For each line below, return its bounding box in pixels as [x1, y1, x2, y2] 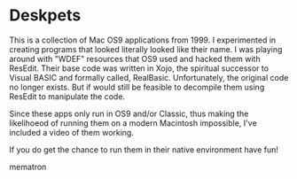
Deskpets [9, 5, 82, 26]
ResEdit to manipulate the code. [9, 90, 126, 102]
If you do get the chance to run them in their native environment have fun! [9, 144, 279, 155]
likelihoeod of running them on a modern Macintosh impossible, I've [9, 117, 257, 128]
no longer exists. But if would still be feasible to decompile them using [9, 82, 265, 92]
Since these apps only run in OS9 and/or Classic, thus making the [9, 108, 249, 119]
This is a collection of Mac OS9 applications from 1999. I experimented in [9, 35, 277, 45]
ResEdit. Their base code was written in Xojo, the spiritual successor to [9, 63, 269, 74]
